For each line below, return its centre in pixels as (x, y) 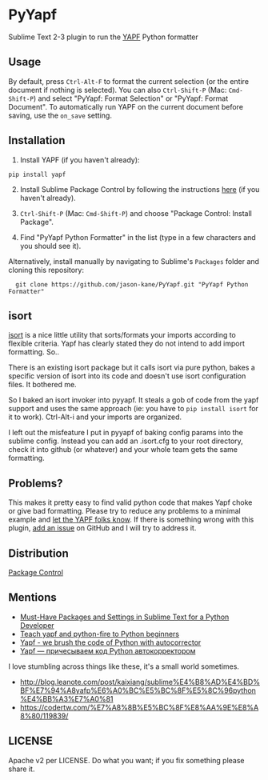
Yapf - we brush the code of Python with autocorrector (110, 642)
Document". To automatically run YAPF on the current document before (126, 106)
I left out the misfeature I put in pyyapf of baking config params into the (126, 433)
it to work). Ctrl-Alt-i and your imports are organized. (95, 417)
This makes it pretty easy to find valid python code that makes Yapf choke (130, 502)
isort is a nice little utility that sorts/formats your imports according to (122, 335)
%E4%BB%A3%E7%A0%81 (66, 698)
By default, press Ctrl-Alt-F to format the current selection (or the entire (129, 81)
